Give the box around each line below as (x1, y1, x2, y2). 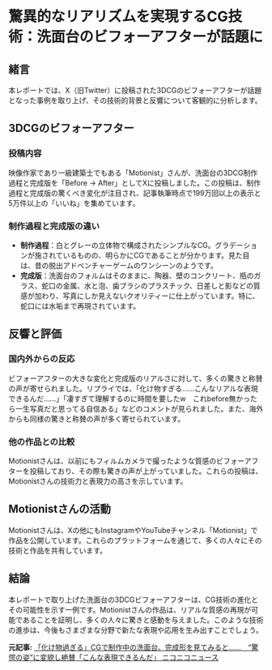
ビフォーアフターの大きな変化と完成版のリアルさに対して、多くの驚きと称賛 (8, 373, 263, 383)
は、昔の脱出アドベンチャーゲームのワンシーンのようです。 (19, 260, 219, 270)
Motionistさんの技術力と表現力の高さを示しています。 (8, 476, 188, 486)
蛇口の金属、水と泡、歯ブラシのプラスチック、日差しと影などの (41, 280, 253, 290)
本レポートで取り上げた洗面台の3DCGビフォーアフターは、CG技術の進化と (8, 595, 259, 604)
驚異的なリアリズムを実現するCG (8, 7, 228, 26)
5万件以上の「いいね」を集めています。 (8, 198, 140, 207)
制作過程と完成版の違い (8, 220, 100, 232)
